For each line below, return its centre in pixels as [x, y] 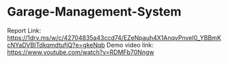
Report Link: [24, 30]
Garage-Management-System [95, 12]
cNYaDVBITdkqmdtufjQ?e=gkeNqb [56, 45]
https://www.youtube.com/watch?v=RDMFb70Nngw [81, 52]
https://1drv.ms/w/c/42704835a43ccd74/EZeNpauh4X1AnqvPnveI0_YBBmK [114, 37]
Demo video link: [130, 45]
